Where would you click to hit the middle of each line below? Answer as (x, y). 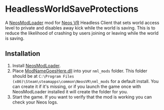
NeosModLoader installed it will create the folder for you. (70, 91)
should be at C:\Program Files (43, 76)
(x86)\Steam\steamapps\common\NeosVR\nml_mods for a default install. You (85, 81)
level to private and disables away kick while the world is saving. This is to (80, 27)
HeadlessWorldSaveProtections (72, 9)
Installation (23, 54)
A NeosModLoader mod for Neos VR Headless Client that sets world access (82, 23)
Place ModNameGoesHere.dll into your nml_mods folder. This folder (80, 71)
